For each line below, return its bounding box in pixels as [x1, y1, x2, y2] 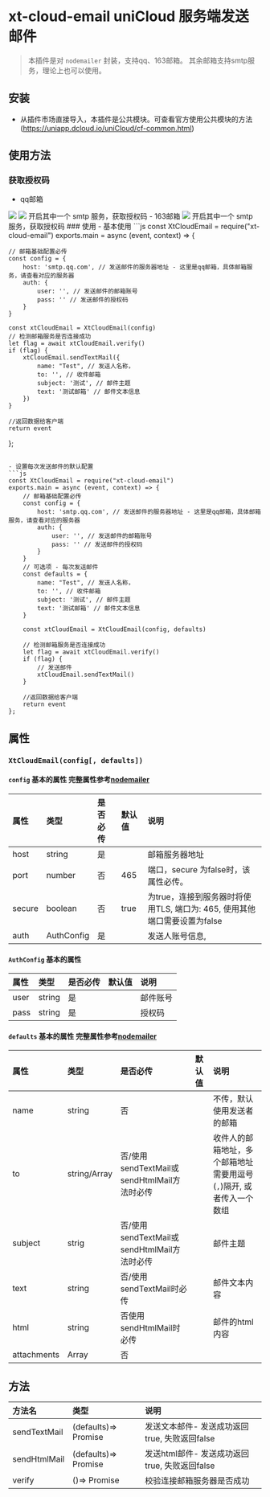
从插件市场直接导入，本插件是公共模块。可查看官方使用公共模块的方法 [19, 114, 253, 124]
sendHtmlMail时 [120, 1323, 181, 1334]
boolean [46, 902, 78, 913]
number [46, 869, 76, 880]
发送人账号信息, [147, 930, 207, 941]
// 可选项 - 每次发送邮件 [22, 564, 99, 572]
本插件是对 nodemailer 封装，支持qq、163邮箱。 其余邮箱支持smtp [27, 55, 248, 65]
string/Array [67, 1168, 112, 1179]
